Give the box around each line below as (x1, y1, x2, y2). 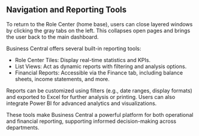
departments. (6, 123, 40, 131)
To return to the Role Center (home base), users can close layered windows (6, 20, 193, 27)
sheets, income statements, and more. (14, 75, 110, 82)
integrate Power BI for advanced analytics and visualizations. (6, 100, 157, 107)
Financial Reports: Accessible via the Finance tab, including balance (14, 69, 183, 76)
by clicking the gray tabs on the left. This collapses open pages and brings (6, 27, 191, 34)
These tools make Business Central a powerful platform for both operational (6, 111, 194, 118)
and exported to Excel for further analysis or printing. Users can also (6, 93, 176, 100)
